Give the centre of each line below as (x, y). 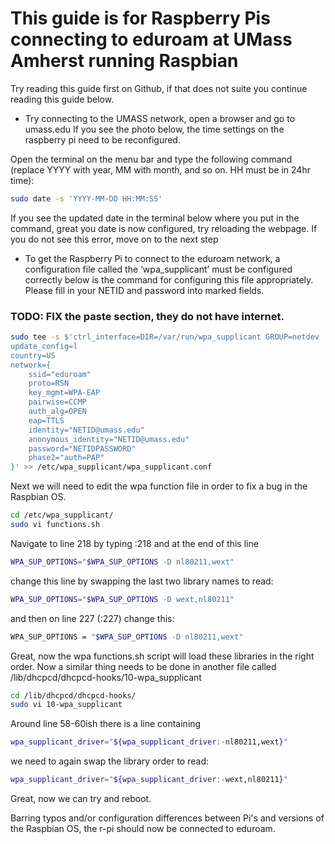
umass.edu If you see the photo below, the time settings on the (154, 129)
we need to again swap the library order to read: (110, 761)
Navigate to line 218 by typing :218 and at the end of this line (134, 543)
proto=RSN (49, 383)
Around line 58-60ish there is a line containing (106, 724)
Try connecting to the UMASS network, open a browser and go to (160, 118)
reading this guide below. (62, 99)
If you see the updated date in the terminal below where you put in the (155, 218)
